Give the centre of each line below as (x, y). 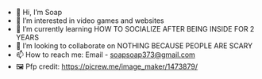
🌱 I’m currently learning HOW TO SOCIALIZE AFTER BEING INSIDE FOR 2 (135, 29)
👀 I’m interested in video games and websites (90, 21)
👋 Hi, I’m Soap (39, 12)
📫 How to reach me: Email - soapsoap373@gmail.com (106, 55)
